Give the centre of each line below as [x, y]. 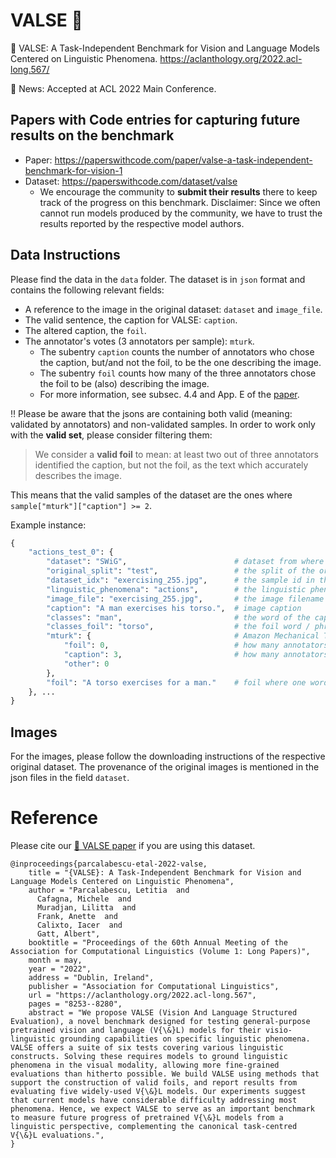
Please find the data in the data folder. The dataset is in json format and [158, 279]
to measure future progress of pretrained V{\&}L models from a [147, 1118]
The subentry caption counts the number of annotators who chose [177, 351]
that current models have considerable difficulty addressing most [154, 1100]
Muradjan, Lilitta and [86, 908]
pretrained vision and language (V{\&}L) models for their [136, 1030]
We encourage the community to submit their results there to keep [178, 191]
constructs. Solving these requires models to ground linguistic [149, 1057]
